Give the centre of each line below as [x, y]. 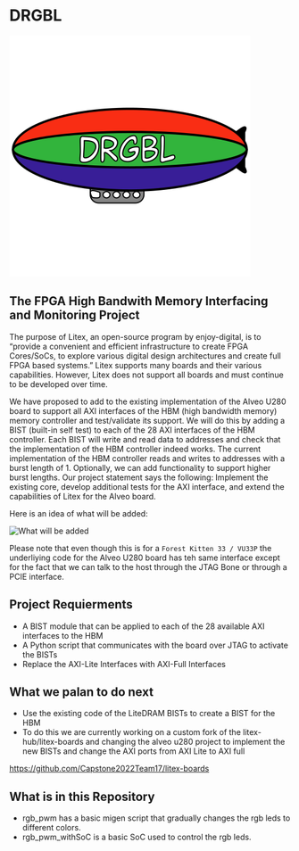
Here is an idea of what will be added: [79, 513]
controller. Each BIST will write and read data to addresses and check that [145, 439]
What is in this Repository [82, 796]
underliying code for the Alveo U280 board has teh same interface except [145, 558]
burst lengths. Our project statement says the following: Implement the [139, 477]
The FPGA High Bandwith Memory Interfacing [139, 301]
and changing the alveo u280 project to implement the [185, 742]
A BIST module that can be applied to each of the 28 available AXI [143, 626]
